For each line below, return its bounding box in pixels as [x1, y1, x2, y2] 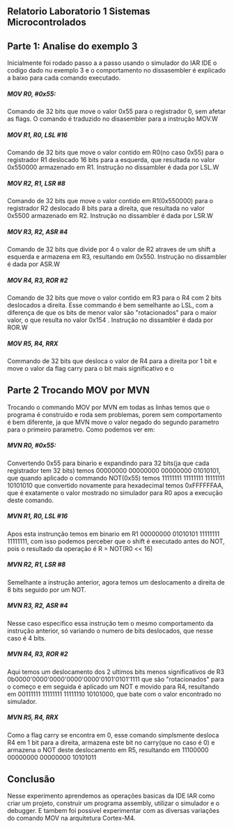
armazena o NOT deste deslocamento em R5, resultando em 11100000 [7, 745, 209, 754]
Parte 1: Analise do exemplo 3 [7, 40, 138, 52]
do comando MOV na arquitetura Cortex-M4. [7, 814, 136, 823]
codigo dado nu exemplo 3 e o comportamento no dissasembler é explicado [7, 66, 226, 75]
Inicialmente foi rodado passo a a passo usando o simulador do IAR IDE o [7, 59, 217, 67]
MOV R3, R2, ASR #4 [7, 227, 68, 236]
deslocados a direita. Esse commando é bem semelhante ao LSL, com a [7, 301, 214, 309]
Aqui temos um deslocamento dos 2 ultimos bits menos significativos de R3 [7, 667, 225, 676]
